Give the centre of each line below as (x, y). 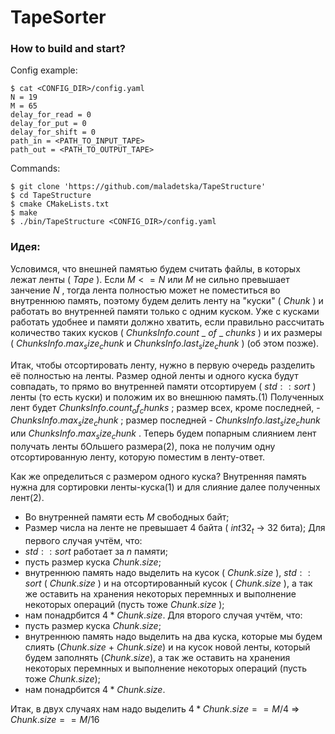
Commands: (35, 168)
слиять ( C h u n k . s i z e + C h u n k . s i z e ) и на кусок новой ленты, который (167, 647)
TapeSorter (58, 17)
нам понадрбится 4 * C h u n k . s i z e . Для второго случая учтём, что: (163, 615)
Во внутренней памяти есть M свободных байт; (127, 517)
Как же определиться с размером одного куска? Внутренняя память (158, 476)
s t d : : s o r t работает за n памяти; (96, 551)
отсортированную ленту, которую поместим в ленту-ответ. (137, 457)
